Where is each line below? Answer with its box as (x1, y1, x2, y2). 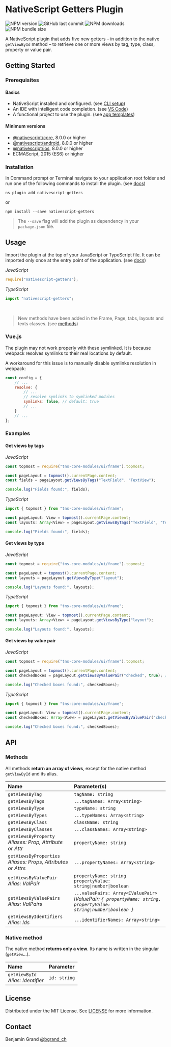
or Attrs (8, 865, 26, 872)
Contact (5, 1023, 32, 1031)
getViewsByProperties (8, 853, 60, 859)
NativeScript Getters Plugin (5, 4, 124, 15)
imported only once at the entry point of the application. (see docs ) (5, 257, 146, 263)
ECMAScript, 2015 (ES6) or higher (12, 150, 84, 156)
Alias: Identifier (8, 977, 44, 984)
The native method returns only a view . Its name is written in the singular (5, 946, 159, 952)
